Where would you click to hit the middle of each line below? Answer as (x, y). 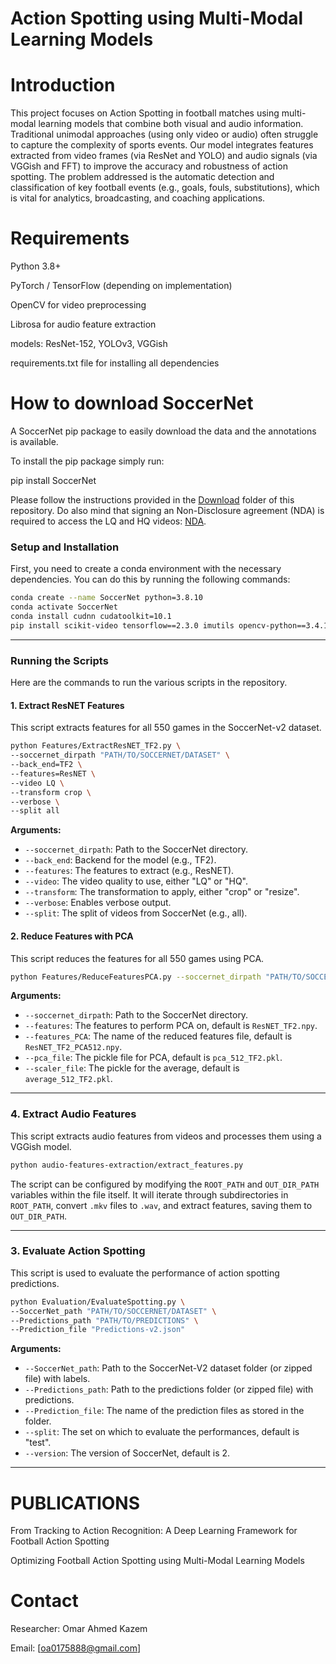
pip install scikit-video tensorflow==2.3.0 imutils (122, 625)
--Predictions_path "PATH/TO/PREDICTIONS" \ (104, 1320)
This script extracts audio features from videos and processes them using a (166, 1136)
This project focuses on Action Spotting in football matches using (145, 113)
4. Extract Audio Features (73, 1114)
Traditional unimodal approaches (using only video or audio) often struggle (164, 134)
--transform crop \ (51, 792)
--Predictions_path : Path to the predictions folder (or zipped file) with (169, 1389)
